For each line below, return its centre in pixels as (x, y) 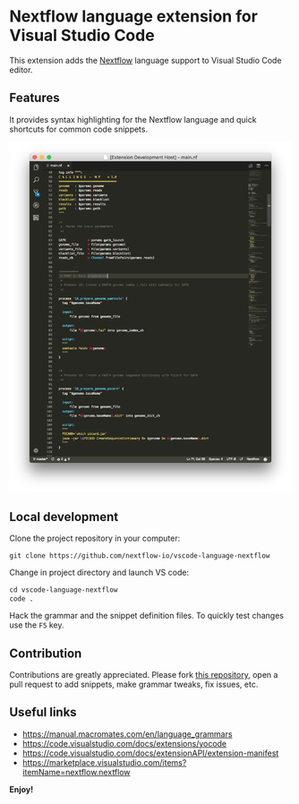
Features (34, 98)
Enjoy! (21, 789)
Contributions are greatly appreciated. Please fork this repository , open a (144, 674)
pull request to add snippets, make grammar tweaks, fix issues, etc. (134, 684)
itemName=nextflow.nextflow (77, 772)
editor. (21, 70)
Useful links (43, 712)
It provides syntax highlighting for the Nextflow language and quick (133, 119)
